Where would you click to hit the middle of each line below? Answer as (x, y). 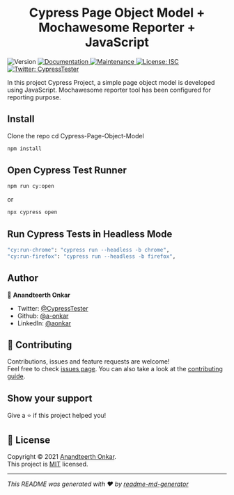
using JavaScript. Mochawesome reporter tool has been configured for (109, 90)
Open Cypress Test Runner (67, 171)
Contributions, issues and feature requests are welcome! (88, 362)
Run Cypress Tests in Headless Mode (90, 234)
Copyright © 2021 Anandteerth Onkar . (62, 456)
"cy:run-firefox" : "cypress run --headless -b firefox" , (92, 256)
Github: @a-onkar (43, 316)
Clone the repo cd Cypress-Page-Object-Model (76, 136)
